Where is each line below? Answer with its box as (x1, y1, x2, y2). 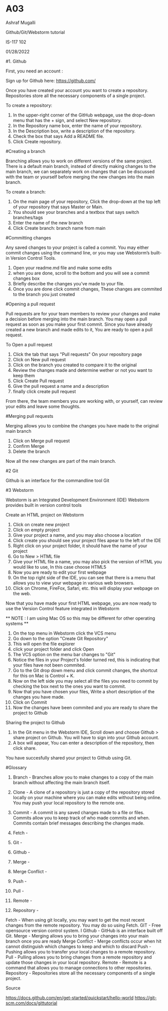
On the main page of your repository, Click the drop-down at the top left (12, 198, 161, 204)
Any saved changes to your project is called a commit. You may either (5, 244, 149, 250)
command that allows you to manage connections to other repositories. (5, 965, 152, 971)
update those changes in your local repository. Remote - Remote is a (5, 959, 147, 965)
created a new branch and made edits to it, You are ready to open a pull (5, 326, 153, 332)
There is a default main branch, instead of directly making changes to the (5, 163, 156, 169)
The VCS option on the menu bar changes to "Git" (12, 651, 116, 657)
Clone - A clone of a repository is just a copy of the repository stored (12, 789, 155, 795)
